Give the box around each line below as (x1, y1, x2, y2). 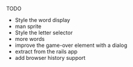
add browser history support (14, 55, 86, 61)
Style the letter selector (14, 29, 73, 36)
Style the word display (14, 17, 71, 23)
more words (14, 36, 45, 42)
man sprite (14, 23, 42, 30)
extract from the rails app (14, 48, 78, 55)
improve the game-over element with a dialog (14, 42, 128, 49)
